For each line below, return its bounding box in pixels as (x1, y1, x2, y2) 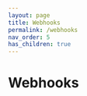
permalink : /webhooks (8, 26, 78, 34)
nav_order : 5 (8, 33, 50, 41)
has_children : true (8, 41, 71, 48)
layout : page (8, 11, 50, 20)
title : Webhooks (8, 19, 61, 27)
